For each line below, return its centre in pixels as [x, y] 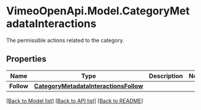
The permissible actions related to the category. [65, 40]
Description [166, 76]
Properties [26, 59]
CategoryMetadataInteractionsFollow [89, 86]
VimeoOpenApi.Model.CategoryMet [98, 11]
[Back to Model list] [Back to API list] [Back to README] [75, 100]
